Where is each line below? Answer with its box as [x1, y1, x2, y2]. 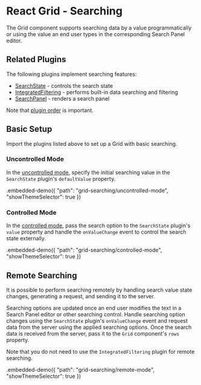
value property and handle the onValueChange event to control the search [6, 228, 187, 236]
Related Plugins [6, 54, 66, 64]
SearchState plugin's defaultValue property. [6, 175, 116, 182]
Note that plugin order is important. [6, 107, 94, 114]
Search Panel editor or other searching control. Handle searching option [6, 310, 185, 318]
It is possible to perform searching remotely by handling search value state [6, 286, 193, 293]
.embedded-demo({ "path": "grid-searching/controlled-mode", [6, 246, 162, 254]
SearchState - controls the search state [14, 82, 113, 89]
